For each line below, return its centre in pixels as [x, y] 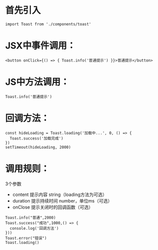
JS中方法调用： [37, 82]
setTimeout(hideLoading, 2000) [38, 147]
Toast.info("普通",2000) [31, 218]
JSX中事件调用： [41, 46]
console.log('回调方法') [34, 228]
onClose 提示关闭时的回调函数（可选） [53, 207]
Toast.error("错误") [26, 238]
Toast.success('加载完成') [37, 138]
